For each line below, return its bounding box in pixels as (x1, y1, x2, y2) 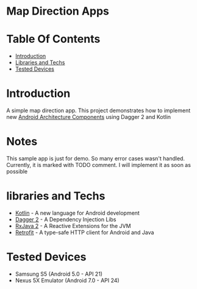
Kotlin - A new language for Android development (15, 209, 140, 216)
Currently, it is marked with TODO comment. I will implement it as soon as (6, 162, 191, 168)
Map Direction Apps (6, 4, 110, 18)
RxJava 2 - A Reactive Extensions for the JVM (15, 222, 131, 229)
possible (6, 168, 28, 175)
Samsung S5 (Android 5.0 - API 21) (15, 270, 102, 277)
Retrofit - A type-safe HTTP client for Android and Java (15, 229, 154, 236)
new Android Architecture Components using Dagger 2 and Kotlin (6, 113, 171, 121)
